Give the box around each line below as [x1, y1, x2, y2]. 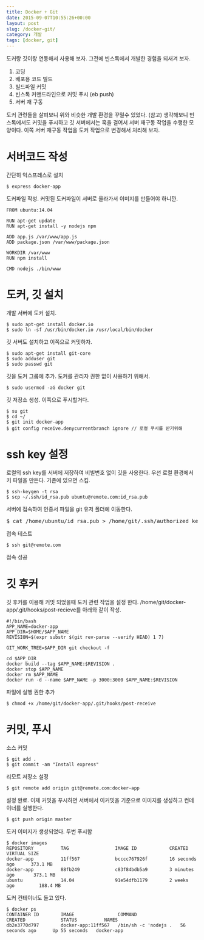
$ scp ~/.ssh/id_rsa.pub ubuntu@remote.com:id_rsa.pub [6, 494, 148, 500]
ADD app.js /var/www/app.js [6, 233, 78, 240]
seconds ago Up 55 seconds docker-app [6, 927, 123, 933]
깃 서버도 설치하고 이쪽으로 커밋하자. [6, 338, 92, 345]
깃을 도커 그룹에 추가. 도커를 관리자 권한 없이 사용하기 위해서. [6, 372, 151, 380]
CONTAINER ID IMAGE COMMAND [6, 911, 137, 917]
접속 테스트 [6, 530, 33, 537]
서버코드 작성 [6, 150, 68, 164]
